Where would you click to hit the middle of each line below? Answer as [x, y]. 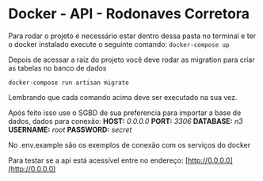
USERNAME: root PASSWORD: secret [70, 129]
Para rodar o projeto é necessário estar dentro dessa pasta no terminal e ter [132, 36]
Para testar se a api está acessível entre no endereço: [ [98, 160]
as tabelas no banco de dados [57, 67]
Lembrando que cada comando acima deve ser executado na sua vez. [123, 97]
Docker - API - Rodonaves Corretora [129, 14]
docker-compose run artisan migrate [69, 83]
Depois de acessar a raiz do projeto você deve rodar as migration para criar [131, 60]
